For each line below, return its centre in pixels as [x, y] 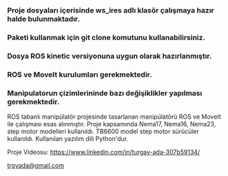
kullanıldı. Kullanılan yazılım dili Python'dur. [68, 138]
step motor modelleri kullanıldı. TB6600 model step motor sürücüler [103, 131]
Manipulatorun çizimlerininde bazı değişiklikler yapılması [105, 93]
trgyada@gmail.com [36, 165]
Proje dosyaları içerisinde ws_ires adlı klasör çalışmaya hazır [111, 10]
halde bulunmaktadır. [44, 19]
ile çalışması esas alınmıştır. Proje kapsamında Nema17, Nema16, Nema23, [112, 124]
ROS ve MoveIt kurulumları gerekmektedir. [80, 75]
